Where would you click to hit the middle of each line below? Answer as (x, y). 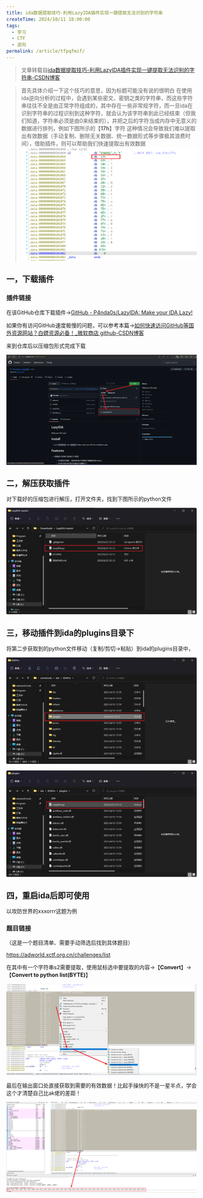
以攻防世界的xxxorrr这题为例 (42, 911)
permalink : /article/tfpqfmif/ (46, 52)
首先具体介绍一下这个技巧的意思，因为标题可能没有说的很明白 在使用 (106, 90)
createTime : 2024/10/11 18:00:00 (48, 19)
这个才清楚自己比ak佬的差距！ (44, 1093)
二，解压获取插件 (38, 483)
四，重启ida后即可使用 (48, 895)
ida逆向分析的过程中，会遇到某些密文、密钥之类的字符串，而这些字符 (107, 98)
